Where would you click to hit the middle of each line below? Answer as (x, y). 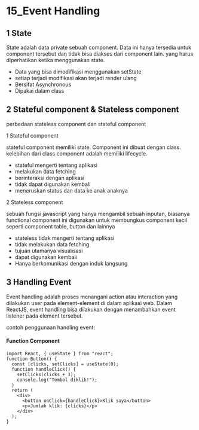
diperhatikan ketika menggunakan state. (56, 60)
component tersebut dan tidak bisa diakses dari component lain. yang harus (100, 54)
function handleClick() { (44, 369)
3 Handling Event (39, 282)
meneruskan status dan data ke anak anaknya (71, 190)
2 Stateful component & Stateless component (93, 110)
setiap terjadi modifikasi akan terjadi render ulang (76, 78)
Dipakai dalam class (39, 91)
